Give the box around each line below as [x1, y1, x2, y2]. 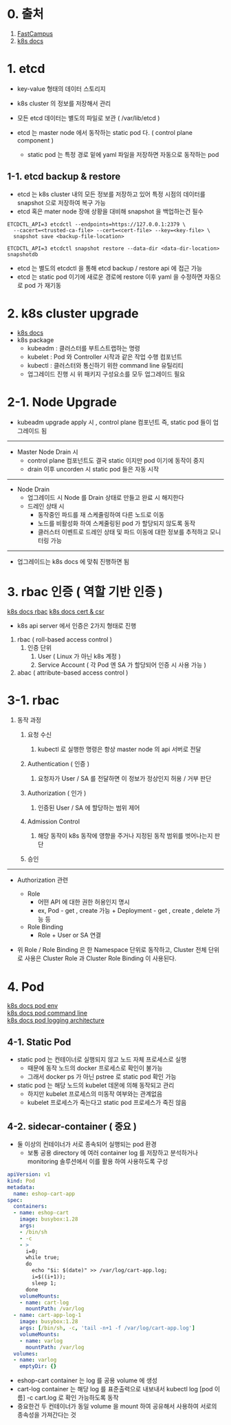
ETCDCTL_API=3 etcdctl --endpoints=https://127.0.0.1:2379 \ [7, 221, 186, 228]
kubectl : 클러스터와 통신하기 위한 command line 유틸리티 [27, 361, 184, 369]
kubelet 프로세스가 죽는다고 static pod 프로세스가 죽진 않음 [27, 1099, 187, 1107]
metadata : [7, 1183, 36, 1191]
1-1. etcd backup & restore [7, 171, 121, 182]
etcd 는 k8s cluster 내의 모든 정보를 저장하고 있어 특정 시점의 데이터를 [16, 190, 206, 198]
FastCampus [16, 29, 54, 38]
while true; [25, 1254, 60, 1261]
